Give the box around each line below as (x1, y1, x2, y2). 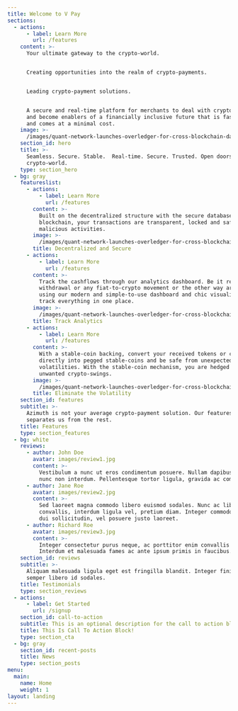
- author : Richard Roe (25, 521, 93, 528)
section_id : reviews (20, 554, 81, 562)
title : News (20, 653, 55, 661)
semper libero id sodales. (25, 574, 106, 581)
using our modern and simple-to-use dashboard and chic (38, 291, 208, 298)
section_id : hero (20, 140, 72, 147)
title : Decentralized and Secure (33, 245, 132, 252)
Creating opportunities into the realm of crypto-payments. (25, 69, 208, 76)
